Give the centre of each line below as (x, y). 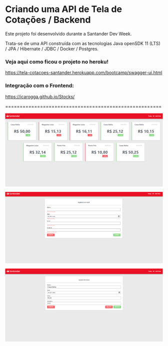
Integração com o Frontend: (39, 86)
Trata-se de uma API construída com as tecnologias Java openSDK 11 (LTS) (83, 43)
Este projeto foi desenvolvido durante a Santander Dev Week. (68, 34)
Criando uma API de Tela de (64, 9)
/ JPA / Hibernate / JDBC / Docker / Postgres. (52, 49)
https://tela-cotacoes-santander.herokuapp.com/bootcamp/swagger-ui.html (84, 73)
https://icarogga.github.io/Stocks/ (40, 97)
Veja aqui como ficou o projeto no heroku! (57, 62)
